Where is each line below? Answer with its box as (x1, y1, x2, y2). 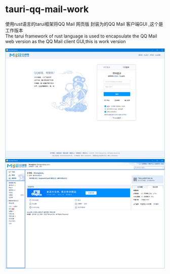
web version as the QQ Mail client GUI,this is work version (5, 38, 126, 44)
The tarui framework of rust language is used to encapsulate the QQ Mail (5, 33, 157, 39)
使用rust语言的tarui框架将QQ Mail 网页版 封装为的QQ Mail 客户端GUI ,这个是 (5, 21, 163, 27)
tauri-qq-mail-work (5, 4, 89, 15)
